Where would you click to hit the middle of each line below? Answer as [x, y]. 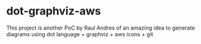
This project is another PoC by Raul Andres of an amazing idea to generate [100, 28]
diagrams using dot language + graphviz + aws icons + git [80, 34]
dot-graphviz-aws [54, 11]
